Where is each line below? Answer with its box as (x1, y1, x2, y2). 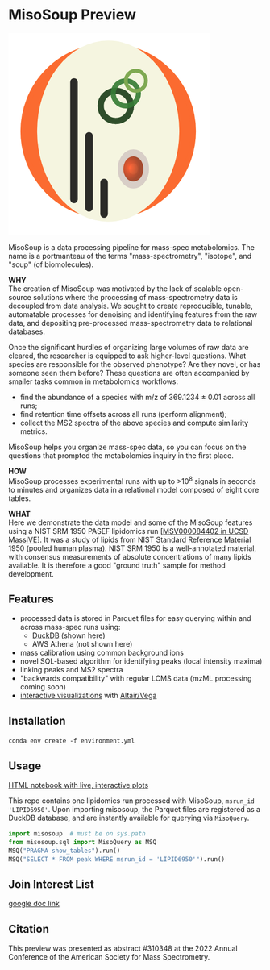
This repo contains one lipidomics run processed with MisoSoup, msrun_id (8, 796, 255, 806)
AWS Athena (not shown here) (31, 639, 133, 649)
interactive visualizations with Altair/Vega (19, 691, 157, 701)
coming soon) (19, 682, 67, 692)
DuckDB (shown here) (31, 631, 106, 640)
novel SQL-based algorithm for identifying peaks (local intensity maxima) (19, 656, 263, 666)
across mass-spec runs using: (19, 622, 121, 632)
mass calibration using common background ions (19, 647, 184, 658)
